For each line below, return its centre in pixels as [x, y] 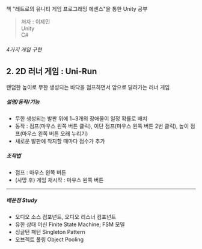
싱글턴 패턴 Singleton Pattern [50, 232]
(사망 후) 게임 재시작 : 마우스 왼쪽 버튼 [59, 180]
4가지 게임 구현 [24, 49]
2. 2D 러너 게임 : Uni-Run [52, 71]
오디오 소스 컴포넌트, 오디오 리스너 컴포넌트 [66, 216]
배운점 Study [22, 200]
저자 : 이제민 [35, 22]
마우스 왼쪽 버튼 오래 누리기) [55, 133]
